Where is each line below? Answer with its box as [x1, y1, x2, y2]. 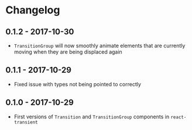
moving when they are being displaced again [13, 48, 122, 55]
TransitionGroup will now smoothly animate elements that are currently [13, 42, 186, 49]
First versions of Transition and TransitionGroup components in [13, 113, 170, 120]
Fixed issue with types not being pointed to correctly [13, 80, 142, 87]
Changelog [5, 3, 60, 17]
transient [13, 119, 39, 125]
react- [170, 114, 187, 120]
